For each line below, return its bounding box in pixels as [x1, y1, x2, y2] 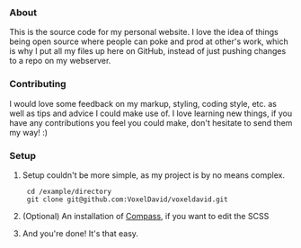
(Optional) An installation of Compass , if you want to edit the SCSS [22, 210, 270, 221]
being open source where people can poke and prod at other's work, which [9, 36, 289, 47]
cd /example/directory [26, 187, 112, 196]
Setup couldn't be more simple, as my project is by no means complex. [22, 169, 286, 181]
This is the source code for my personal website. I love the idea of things [9, 27, 279, 38]
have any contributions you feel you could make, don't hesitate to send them [9, 117, 293, 128]
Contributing [9, 78, 66, 91]
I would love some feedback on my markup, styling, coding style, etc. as [9, 98, 277, 109]
